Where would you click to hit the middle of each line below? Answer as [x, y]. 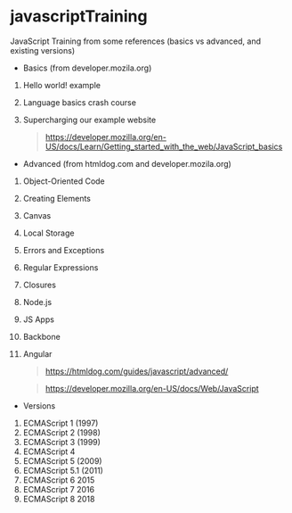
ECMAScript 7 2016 [59, 489]
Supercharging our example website [89, 120]
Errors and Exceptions [64, 250]
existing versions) [43, 50]
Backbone [41, 336]
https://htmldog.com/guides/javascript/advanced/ [137, 371]
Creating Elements [57, 198]
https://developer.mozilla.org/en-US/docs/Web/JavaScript [152, 388]
